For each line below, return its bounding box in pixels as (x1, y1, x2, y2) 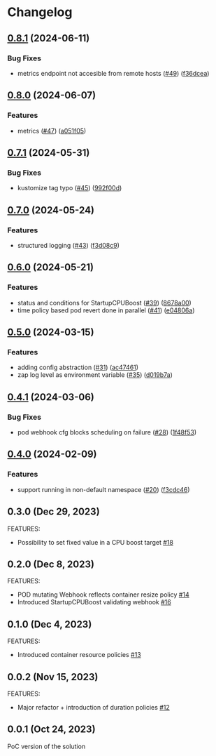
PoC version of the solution (7, 742, 86, 750)
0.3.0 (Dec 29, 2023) (7, 506, 100, 518)
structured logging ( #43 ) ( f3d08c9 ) (17, 241, 120, 249)
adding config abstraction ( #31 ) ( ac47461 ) (17, 363, 138, 372)
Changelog (7, 4, 73, 20)
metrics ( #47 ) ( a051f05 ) (17, 126, 87, 135)
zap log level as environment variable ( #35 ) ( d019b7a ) (17, 371, 173, 379)
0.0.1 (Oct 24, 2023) (7, 724, 96, 736)
